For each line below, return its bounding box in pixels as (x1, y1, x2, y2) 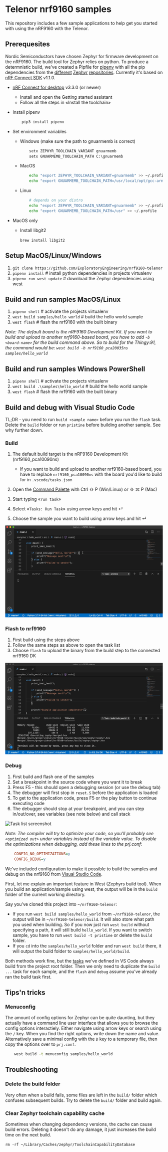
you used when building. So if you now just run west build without (12, 921, 149, 927)
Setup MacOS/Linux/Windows (5, 252, 101, 260)
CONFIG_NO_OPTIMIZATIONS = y (14, 851, 70, 856)
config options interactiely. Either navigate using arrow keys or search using (5, 1025, 161, 1031)
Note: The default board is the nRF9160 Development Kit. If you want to (5, 329, 152, 335)
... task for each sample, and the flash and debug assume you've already (5, 969, 157, 975)
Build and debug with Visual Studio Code (5, 403, 135, 412)
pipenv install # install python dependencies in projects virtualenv (12, 270, 152, 276)
